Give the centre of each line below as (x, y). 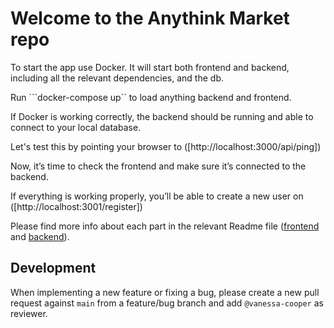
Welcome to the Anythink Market (150, 18)
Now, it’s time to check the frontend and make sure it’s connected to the (158, 166)
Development (53, 268)
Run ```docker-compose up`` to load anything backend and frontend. (151, 97)
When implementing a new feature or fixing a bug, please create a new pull (165, 292)
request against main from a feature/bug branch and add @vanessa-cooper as (167, 303)
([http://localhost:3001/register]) (76, 206)
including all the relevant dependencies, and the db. (117, 78)
